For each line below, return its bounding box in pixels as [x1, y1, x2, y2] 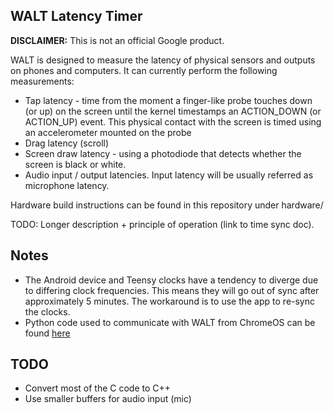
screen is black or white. [24, 158, 127, 170]
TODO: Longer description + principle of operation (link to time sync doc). [10, 218, 315, 230]
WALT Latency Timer [10, 8, 143, 25]
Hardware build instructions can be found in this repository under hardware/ [10, 199, 324, 211]
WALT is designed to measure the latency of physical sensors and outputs [10, 54, 316, 66]
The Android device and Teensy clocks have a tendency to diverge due [24, 274, 319, 286]
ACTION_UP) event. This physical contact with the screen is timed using [24, 115, 322, 128]
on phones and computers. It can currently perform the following [10, 64, 278, 76]
